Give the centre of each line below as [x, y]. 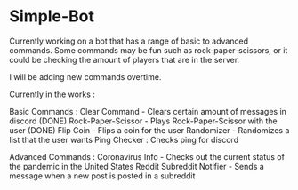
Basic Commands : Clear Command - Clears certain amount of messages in [148, 111]
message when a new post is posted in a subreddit [102, 176]
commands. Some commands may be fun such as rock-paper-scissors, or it [149, 50]
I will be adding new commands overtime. [85, 76]
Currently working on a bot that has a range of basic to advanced [129, 41]
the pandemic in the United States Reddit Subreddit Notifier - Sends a [137, 166]
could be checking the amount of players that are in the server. [125, 59]
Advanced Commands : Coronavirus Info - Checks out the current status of [147, 156]
